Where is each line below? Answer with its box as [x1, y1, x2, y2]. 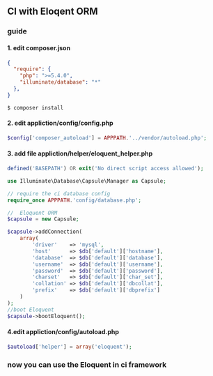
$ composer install [7, 104, 64, 111]
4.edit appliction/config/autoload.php [7, 328, 120, 336]
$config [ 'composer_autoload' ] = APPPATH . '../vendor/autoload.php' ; [7, 134, 207, 142]
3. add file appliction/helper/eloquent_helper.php [7, 149, 153, 158]
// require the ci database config [7, 190, 111, 197]
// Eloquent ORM [7, 209, 58, 216]
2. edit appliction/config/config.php [7, 119, 113, 128]
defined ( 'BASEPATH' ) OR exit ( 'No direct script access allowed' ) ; [7, 165, 204, 172]
